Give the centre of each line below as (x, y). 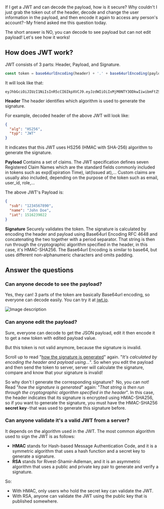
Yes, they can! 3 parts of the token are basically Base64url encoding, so (77, 295)
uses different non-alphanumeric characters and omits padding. (69, 255)
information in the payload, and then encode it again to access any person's (82, 17)
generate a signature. (34, 456)
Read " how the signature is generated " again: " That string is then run (75, 387)
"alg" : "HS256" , (26, 129)
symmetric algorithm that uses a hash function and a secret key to (79, 451)
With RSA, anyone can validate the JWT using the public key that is (80, 496)
